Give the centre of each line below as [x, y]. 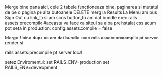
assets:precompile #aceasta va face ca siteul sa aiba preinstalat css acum [81, 23]
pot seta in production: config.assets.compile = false [59, 28]
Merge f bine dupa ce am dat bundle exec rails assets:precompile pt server [81, 37]
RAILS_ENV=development [31, 67]
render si [14, 43]
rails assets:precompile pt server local [44, 52]
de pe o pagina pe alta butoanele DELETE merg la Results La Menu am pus [81, 12]
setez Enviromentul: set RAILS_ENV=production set [57, 62]
